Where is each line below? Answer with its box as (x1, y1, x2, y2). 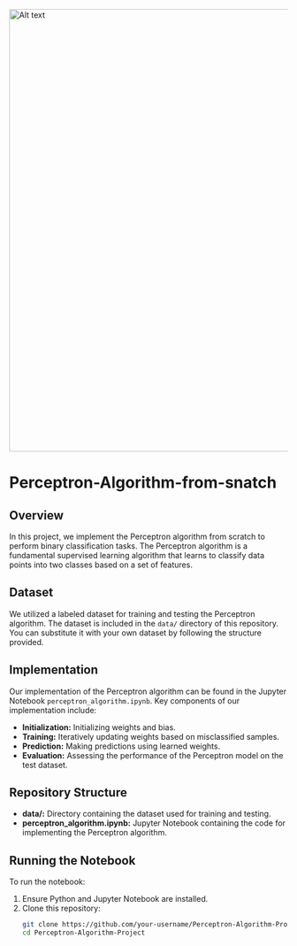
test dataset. (21, 759, 68, 770)
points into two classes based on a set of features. (9, 559, 193, 570)
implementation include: (9, 704, 97, 715)
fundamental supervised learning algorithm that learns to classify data (9, 550, 265, 560)
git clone (21, 920, 59, 929)
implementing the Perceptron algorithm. (21, 827, 168, 838)
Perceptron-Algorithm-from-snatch (9, 473, 277, 493)
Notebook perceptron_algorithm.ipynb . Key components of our (9, 695, 240, 706)
